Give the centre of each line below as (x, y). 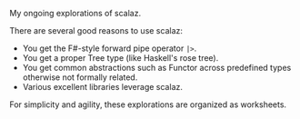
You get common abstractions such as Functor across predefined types (157, 68)
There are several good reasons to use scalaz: (96, 30)
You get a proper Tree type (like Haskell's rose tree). (120, 58)
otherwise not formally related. (80, 77)
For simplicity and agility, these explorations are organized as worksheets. (148, 104)
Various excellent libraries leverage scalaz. (103, 87)
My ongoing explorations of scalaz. (75, 13)
